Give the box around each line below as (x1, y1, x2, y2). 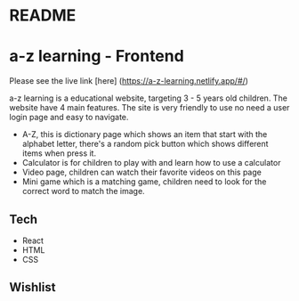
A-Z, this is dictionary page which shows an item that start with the (21, 129, 268, 140)
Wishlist (9, 280, 56, 295)
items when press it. (21, 148, 96, 159)
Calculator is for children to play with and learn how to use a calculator (21, 158, 281, 168)
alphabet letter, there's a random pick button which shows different (21, 139, 269, 150)
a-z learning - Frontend (9, 46, 184, 67)
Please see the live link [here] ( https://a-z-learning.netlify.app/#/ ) (9, 76, 249, 86)
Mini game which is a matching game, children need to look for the (21, 176, 267, 187)
